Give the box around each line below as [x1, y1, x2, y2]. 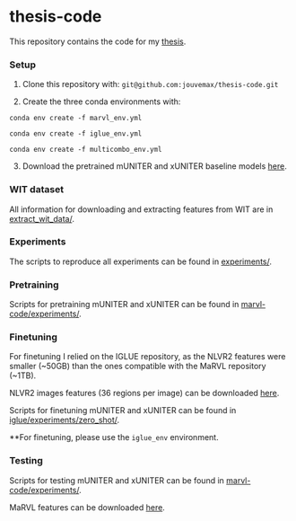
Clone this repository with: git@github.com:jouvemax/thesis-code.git [22, 79, 279, 90]
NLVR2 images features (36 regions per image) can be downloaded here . [9, 388, 280, 399]
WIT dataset [9, 183, 65, 196]
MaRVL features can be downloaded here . [9, 501, 166, 513]
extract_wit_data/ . [9, 213, 74, 224]
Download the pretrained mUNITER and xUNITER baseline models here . [22, 161, 287, 172]
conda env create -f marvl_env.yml [9, 114, 143, 123]
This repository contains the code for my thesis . [9, 36, 187, 47]
